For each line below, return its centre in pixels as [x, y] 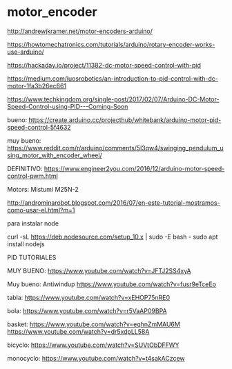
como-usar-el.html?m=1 [41, 210]
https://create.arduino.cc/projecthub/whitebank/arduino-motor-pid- [125, 120]
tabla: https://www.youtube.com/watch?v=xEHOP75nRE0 [89, 297]
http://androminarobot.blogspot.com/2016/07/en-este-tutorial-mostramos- [114, 202]
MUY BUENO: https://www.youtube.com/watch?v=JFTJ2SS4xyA [99, 270]
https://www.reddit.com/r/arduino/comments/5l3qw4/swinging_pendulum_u [115, 148]
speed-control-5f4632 [39, 127]
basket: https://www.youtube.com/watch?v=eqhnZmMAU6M [94, 324]
